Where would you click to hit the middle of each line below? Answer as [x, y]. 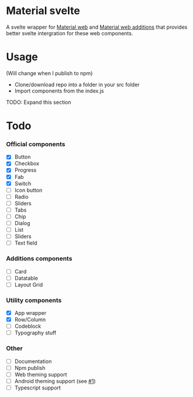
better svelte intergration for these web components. [70, 33]
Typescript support [38, 388]
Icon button [28, 190]
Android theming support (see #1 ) [55, 381]
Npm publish [30, 368]
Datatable [26, 278]
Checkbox [27, 164]
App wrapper [30, 313]
